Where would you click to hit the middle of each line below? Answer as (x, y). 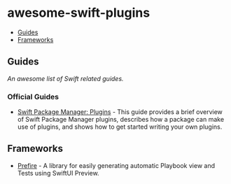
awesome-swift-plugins (79, 13)
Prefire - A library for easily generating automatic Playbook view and (116, 165)
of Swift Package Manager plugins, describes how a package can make (121, 120)
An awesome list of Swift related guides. (65, 78)
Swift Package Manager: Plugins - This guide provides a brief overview (120, 112)
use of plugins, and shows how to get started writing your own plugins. (120, 127)
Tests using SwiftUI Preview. (58, 173)
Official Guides (33, 97)
